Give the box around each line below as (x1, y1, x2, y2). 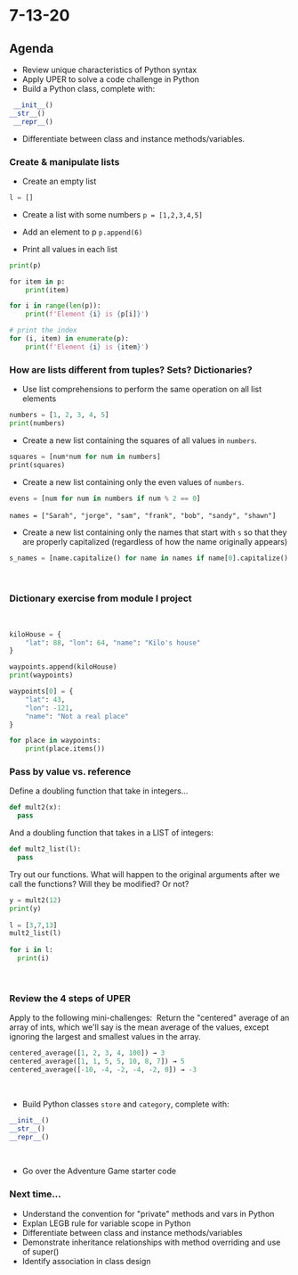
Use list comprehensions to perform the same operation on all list (21, 384, 262, 395)
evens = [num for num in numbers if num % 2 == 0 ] (9, 494, 201, 503)
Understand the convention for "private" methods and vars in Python (21, 1208, 275, 1219)
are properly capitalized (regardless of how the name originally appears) (21, 537, 288, 547)
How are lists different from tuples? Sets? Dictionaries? (9, 363, 253, 375)
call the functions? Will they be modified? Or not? (9, 878, 189, 889)
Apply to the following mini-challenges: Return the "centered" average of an (9, 1013, 290, 1024)
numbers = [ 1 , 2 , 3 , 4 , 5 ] (9, 411, 109, 420)
